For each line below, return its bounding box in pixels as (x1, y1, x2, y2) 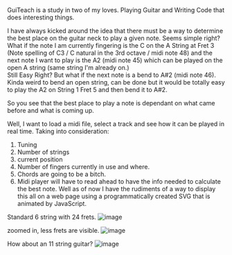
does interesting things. (7, 13, 75, 21)
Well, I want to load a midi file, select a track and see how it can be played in (7, 120, 225, 127)
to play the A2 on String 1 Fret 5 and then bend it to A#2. (7, 86, 168, 94)
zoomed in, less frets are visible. (7, 227, 100, 234)
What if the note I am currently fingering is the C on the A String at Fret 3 (7, 42, 215, 49)
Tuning (17, 141, 37, 148)
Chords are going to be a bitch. (17, 170, 106, 178)
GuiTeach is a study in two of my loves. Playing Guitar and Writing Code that (7, 6, 225, 14)
